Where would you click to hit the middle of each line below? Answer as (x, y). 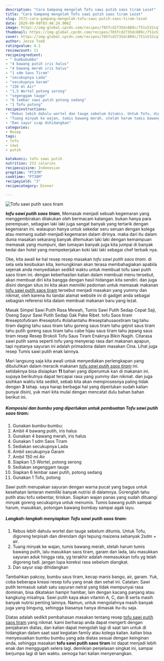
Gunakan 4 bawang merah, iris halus (49, 436)
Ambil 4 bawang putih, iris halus (45, 431)
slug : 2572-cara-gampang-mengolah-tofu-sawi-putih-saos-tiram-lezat (76, 19)
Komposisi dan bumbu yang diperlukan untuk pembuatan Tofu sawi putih (82, 408)
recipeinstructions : (27, 109)
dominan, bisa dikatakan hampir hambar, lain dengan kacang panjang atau (80, 592)
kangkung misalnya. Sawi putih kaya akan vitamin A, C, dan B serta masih (79, 597)
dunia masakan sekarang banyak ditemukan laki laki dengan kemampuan (79, 239)
